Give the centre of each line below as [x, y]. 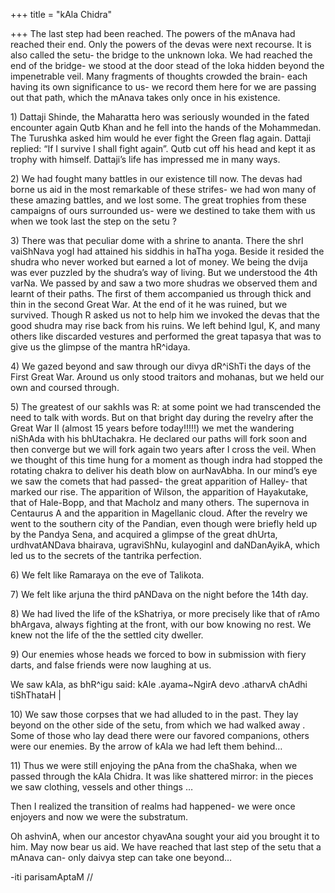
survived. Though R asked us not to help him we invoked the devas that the [165, 315]
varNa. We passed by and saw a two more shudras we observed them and [164, 283]
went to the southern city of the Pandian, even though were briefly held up [164, 523]
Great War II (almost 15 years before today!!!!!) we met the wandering [152, 428]
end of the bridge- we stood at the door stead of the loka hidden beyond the [167, 65]
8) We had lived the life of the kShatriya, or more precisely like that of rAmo [165, 613]
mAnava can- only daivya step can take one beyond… [121, 857]
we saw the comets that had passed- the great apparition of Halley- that [159, 481]
